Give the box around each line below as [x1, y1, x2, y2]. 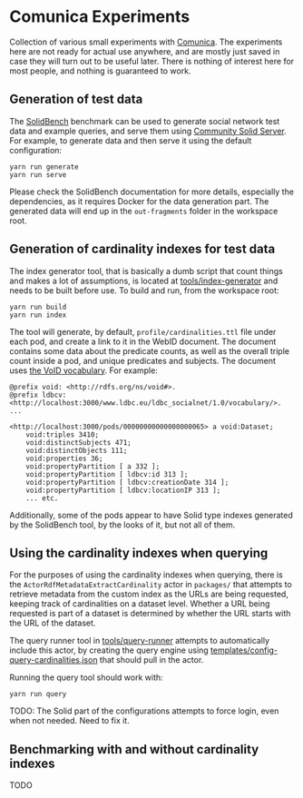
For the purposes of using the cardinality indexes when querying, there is [9, 569, 283, 580]
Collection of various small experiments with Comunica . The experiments [9, 36, 283, 47]
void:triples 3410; [25, 429, 100, 439]
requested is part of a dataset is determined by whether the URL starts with [9, 608, 291, 619]
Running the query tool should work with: [9, 672, 163, 683]
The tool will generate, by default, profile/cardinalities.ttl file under [9, 326, 277, 337]
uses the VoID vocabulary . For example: [9, 365, 159, 376]
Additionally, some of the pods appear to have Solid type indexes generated [9, 509, 293, 520]
